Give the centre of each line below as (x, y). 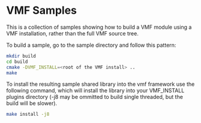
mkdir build (21, 56)
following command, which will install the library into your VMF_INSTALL (95, 91)
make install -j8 (28, 115)
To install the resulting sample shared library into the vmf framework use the (100, 84)
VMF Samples (41, 10)
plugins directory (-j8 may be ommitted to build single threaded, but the (94, 97)
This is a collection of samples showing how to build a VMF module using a (99, 27)
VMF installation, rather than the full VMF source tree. (73, 33)
